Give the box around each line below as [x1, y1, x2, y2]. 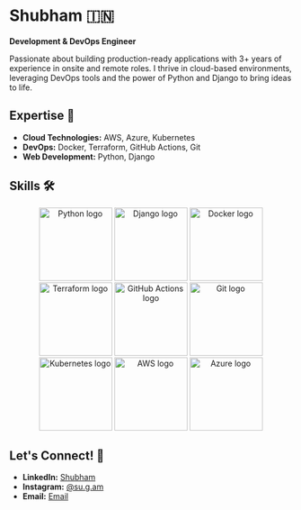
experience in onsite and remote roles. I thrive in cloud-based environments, [9, 62, 292, 73]
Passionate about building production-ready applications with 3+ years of [9, 53, 282, 64]
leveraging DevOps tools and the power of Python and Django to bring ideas [9, 72, 292, 83]
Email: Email [22, 491, 69, 502]
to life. [9, 82, 33, 93]
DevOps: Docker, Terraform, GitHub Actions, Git [22, 141, 201, 152]
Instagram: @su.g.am [22, 481, 104, 492]
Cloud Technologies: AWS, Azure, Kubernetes [22, 132, 196, 142]
